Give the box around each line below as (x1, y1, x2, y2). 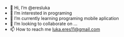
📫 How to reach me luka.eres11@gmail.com (9, 26, 101, 32)
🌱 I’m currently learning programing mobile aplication (9, 15, 119, 21)
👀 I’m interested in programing (9, 10, 72, 16)
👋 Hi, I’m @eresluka (9, 5, 50, 10)
